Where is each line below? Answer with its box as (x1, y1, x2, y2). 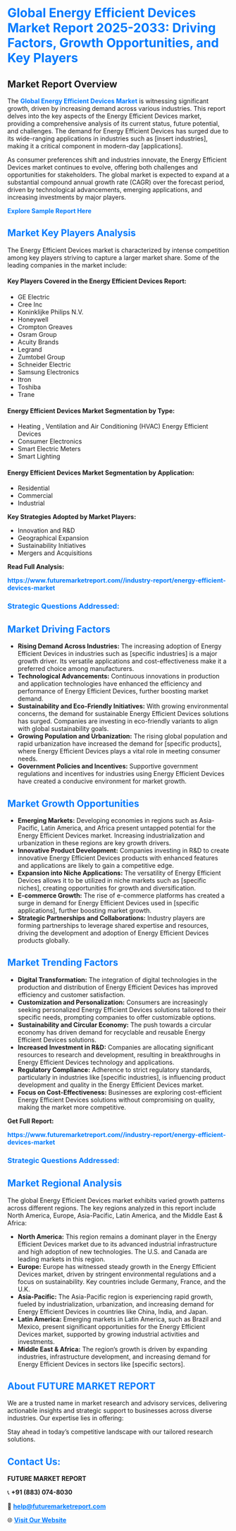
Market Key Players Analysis (7, 227, 136, 239)
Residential (17, 484, 50, 492)
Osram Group (17, 330, 57, 339)
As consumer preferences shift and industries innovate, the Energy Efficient (7, 155, 227, 164)
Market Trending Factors (7, 957, 118, 969)
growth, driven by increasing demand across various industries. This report (7, 105, 226, 112)
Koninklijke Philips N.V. (17, 308, 84, 316)
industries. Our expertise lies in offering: (7, 1414, 124, 1422)
